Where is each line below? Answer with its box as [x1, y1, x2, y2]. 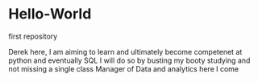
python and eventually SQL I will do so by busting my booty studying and [8, 55, 251, 65]
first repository [8, 31, 58, 41]
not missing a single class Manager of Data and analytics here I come [8, 64, 239, 73]
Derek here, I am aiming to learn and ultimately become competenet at [8, 47, 243, 56]
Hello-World [8, 5, 92, 23]
